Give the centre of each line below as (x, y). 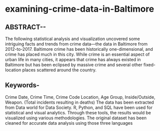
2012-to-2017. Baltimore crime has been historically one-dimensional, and (79, 49)
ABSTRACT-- (26, 27)
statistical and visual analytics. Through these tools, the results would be (78, 112)
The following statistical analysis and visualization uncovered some (72, 39)
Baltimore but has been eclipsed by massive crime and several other (74, 65)
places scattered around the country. (59, 70)
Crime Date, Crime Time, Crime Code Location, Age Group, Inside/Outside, (80, 97)
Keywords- (22, 85)
